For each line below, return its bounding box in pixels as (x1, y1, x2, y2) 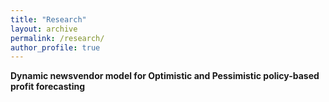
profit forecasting (10, 81, 86, 93)
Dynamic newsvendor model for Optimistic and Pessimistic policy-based (10, 70, 320, 82)
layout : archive (10, 24, 78, 34)
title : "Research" (10, 14, 87, 25)
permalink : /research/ (10, 33, 105, 43)
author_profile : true (10, 42, 101, 53)
